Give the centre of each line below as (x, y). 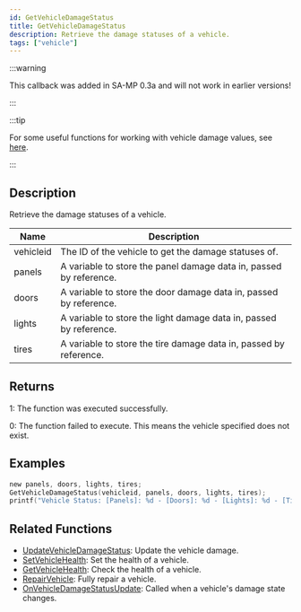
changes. (39, 599)
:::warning (28, 68)
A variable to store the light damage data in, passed (168, 318)
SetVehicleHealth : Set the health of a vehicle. (106, 560)
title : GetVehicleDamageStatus (68, 26)
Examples (37, 463)
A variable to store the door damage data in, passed (169, 293)
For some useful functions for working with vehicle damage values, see (141, 138)
